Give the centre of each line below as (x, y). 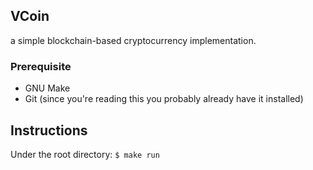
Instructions (49, 130)
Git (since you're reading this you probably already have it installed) (164, 99)
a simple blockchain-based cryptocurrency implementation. (133, 40)
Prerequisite (41, 66)
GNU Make (47, 88)
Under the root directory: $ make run (85, 154)
